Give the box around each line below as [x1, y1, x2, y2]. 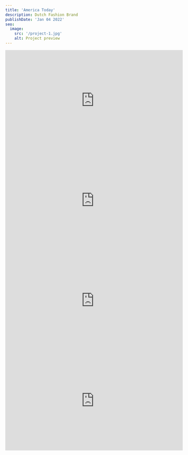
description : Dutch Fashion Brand [5, 12, 79, 17]
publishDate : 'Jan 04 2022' [5, 17, 65, 22]
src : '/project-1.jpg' [14, 31, 62, 36]
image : [10, 26, 24, 32]
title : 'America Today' [5, 7, 56, 13]
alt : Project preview [14, 36, 60, 41]
